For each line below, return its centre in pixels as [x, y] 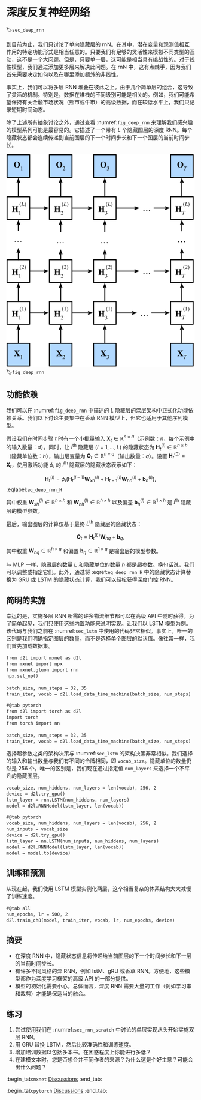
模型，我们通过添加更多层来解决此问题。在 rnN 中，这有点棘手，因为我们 [101, 67]
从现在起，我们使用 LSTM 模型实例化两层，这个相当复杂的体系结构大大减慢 [99, 889]
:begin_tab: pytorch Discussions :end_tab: [57, 1091]
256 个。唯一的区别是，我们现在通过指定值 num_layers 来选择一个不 [101, 768]
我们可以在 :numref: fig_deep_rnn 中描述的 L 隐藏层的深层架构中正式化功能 [97, 410]
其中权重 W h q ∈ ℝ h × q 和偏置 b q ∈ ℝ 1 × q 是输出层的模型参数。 [84, 551]
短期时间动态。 [30, 109]
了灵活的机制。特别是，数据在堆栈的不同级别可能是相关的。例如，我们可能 [98, 94]
